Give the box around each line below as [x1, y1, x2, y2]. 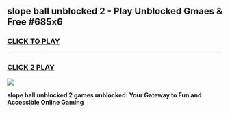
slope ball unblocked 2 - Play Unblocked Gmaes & [7, 5, 223, 17]
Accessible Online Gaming [7, 98, 84, 106]
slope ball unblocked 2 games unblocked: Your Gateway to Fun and [7, 90, 202, 99]
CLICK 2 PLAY [7, 62, 55, 72]
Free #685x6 [7, 16, 63, 28]
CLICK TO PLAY [7, 37, 60, 47]
